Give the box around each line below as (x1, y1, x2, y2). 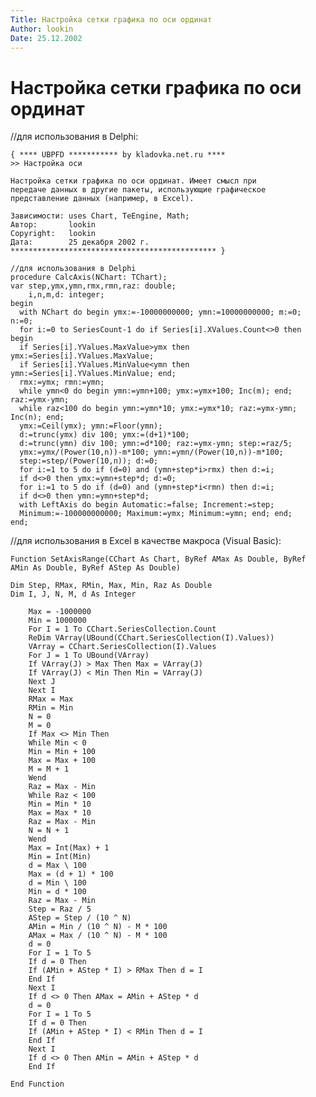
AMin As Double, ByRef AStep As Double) (10, 563, 182, 573)
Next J (28, 677, 56, 687)
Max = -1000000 (28, 607, 92, 617)
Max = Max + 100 (28, 756, 97, 766)
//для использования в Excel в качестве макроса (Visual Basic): (10, 535, 282, 547)
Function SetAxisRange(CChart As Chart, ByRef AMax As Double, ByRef (10, 554, 307, 565)
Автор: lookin (10, 220, 97, 230)
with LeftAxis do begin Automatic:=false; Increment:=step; (19, 500, 275, 510)
